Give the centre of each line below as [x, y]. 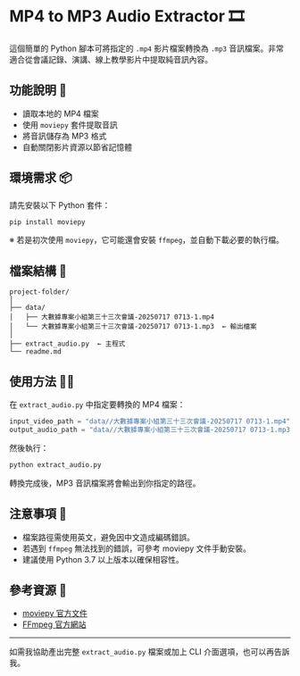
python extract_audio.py [55, 464]
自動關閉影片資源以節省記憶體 [77, 146]
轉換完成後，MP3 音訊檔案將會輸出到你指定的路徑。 [105, 483]
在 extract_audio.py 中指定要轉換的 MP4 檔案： [97, 405]
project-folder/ [39, 292]
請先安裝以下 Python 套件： [60, 204]
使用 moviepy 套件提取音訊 [70, 124]
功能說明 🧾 [38, 91]
